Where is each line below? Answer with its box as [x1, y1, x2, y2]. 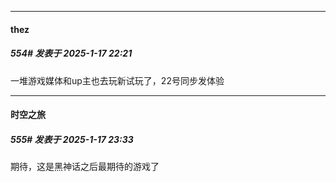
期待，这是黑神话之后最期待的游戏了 [10, 161, 160, 173]
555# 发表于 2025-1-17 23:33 [10, 133, 134, 145]
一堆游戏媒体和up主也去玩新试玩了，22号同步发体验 [10, 74, 225, 86]
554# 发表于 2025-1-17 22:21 [10, 47, 133, 60]
